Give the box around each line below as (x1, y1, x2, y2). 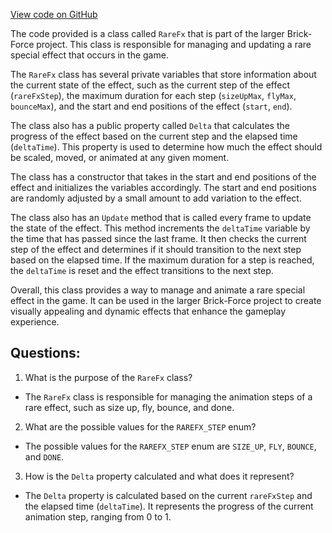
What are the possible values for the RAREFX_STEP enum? (24, 420, 257, 433)
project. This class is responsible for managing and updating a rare (36, 39, 312, 50)
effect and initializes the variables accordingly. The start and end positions (10, 182, 317, 193)
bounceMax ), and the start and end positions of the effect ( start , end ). (10, 100, 293, 112)
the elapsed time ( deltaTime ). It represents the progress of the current (24, 500, 314, 512)
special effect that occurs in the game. (10, 49, 169, 61)
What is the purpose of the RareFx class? (24, 371, 193, 383)
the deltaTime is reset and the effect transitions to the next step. (10, 265, 274, 276)
